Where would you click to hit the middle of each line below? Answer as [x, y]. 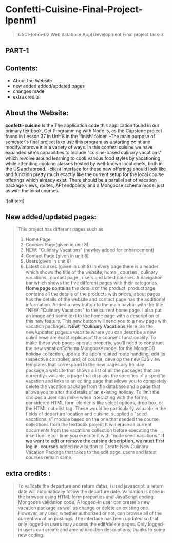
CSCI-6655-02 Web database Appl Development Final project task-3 [91, 34]
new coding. [31, 535]
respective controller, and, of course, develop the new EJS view [93, 359]
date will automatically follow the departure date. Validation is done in [91, 491]
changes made [28, 91]
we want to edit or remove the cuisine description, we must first [95, 441]
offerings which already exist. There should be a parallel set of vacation [81, 180]
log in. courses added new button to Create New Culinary [87, 446]
